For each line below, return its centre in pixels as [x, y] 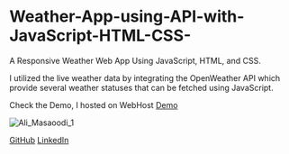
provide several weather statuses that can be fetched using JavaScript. [141, 87]
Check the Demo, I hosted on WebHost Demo [94, 104]
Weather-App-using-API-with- [127, 17]
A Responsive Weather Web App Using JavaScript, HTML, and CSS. [135, 60]
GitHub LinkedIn [39, 140]
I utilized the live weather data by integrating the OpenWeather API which [145, 77]
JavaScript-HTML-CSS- [100, 36]
